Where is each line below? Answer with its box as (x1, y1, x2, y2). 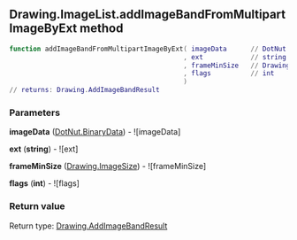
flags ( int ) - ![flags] (9, 178, 80, 189)
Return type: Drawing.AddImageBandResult (9, 221, 168, 231)
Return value (9, 200, 65, 213)
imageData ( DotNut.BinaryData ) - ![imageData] (9, 127, 181, 137)
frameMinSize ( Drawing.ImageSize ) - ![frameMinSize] (9, 161, 207, 172)
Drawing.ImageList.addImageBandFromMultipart (9, 7, 286, 22)
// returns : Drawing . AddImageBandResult (9, 86, 161, 95)
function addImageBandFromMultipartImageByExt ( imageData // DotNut (9, 44, 287, 53)
